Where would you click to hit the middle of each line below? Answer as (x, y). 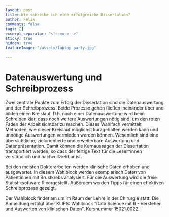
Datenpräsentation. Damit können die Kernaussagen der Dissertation (77, 146)
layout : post (19, 10)
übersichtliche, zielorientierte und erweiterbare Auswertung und (72, 140)
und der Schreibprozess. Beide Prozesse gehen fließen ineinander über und (84, 108)
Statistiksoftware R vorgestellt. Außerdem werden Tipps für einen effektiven (84, 183)
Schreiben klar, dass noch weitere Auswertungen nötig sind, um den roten (83, 119)
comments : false (22, 24)
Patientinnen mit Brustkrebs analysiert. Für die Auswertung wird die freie (81, 177)
